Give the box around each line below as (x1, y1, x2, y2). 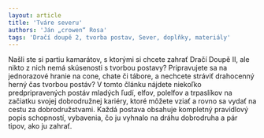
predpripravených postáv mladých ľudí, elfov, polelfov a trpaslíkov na (8, 88, 232, 98)
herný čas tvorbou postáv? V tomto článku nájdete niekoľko (8, 80, 203, 89)
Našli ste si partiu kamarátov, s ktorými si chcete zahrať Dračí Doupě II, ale (8, 55, 250, 64)
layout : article (8, 11, 61, 20)
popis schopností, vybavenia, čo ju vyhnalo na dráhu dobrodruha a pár (8, 113, 238, 122)
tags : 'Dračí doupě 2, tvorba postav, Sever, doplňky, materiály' (8, 33, 231, 42)
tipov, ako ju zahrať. (8, 122, 73, 131)
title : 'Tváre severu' (8, 19, 83, 27)
